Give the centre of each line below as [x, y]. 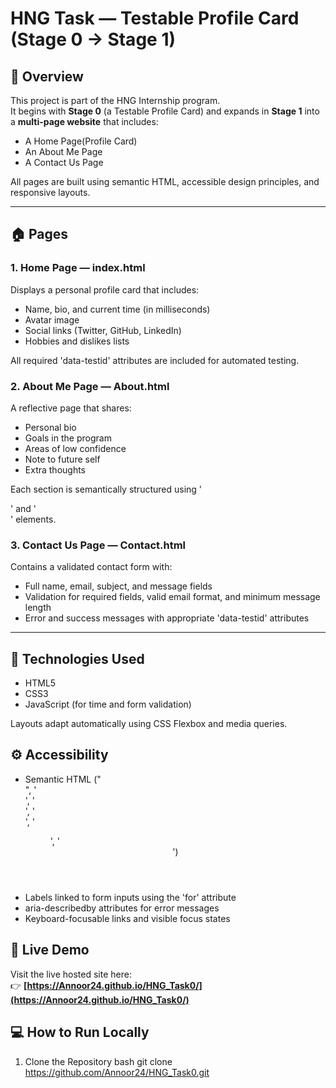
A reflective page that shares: [71, 408]
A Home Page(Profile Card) [81, 141]
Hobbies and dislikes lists [77, 341]
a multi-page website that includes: [84, 121]
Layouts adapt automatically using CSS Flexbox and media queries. [149, 724]
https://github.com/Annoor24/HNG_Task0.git [117, 1072]
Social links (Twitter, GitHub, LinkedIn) [103, 330]
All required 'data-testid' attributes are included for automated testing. [155, 360]
